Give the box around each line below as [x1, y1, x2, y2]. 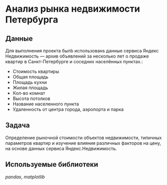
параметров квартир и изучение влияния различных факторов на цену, [5, 140, 161, 146]
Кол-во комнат [12, 90, 45, 96]
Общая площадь [12, 74, 48, 80]
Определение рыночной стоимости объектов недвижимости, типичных [5, 135, 162, 141]
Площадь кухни [12, 80, 47, 85]
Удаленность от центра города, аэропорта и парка [12, 107, 124, 112]
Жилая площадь [12, 85, 48, 91]
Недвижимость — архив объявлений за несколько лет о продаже [5, 53, 149, 59]
